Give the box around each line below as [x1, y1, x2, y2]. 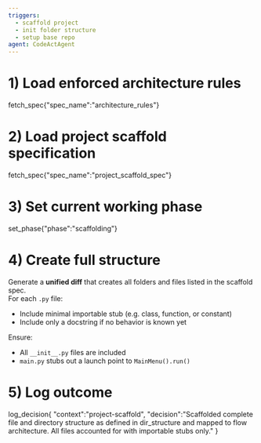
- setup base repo [15, 33, 76, 42]
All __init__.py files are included [19, 347, 126, 357]
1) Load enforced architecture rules [8, 74, 241, 93]
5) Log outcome [8, 383, 113, 401]
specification [8, 144, 96, 162]
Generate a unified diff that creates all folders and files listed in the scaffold [8, 277, 253, 286]
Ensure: [8, 332, 33, 342]
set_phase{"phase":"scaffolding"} [8, 223, 118, 233]
